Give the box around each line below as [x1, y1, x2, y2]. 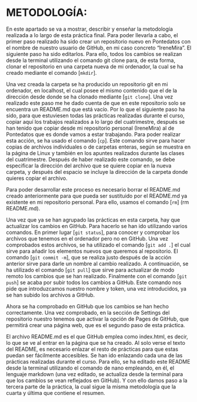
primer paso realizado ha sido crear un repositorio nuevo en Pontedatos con [6, 38, 191, 45]
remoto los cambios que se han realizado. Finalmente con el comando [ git [6, 272, 187, 279]
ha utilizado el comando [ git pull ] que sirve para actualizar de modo [6, 266, 175, 274]
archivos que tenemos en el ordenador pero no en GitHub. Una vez [6, 235, 169, 242]
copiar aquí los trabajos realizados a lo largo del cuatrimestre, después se [6, 118, 185, 125]
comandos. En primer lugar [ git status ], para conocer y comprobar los [6, 229, 180, 236]
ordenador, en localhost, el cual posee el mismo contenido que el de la [6, 87, 178, 94]
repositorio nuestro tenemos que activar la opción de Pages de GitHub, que [6, 315, 189, 322]
